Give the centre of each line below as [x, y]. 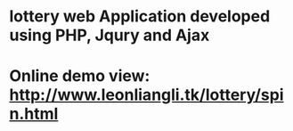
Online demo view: [80, 76]
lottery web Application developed [140, 16]
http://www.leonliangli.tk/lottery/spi [146, 95]
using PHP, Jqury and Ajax [110, 35]
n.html [34, 114]
